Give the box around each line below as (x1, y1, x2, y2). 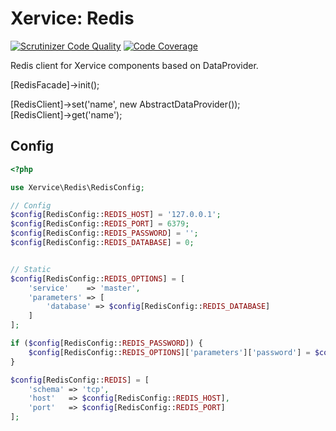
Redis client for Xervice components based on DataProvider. (10, 59, 259, 71)
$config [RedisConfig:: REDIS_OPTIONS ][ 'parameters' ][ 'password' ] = (28, 347, 311, 357)
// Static (10, 264, 52, 274)
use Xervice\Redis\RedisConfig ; (10, 182, 145, 192)
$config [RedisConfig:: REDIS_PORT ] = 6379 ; (10, 219, 190, 229)
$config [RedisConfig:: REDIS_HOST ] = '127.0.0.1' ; (10, 210, 222, 220)
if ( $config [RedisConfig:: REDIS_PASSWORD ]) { (10, 338, 203, 348)
